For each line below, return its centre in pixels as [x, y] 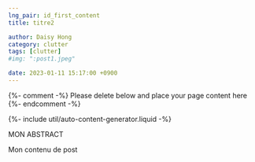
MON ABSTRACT [36, 134]
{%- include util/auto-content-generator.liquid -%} [90, 119]
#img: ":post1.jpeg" [42, 59]
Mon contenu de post [43, 149]
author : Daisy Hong [40, 37]
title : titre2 [31, 23]
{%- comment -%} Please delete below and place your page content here [128, 95]
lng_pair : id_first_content [54, 15]
